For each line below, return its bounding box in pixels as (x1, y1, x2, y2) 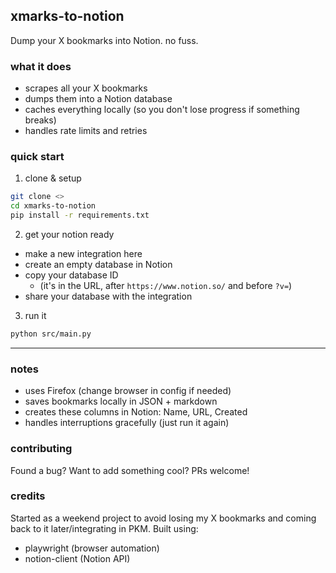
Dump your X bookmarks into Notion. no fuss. (10, 34, 199, 46)
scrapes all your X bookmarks (24, 82, 148, 94)
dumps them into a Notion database (24, 93, 173, 105)
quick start (10, 150, 65, 164)
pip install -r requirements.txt (10, 210, 150, 221)
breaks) (24, 114, 57, 126)
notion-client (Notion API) (24, 552, 131, 564)
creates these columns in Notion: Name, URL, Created (24, 406, 248, 418)
